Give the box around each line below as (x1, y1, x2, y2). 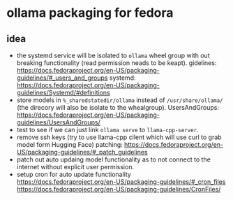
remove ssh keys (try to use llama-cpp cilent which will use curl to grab (16, 133, 222, 141)
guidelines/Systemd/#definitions (16, 89, 111, 97)
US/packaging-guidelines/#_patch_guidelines (16, 148, 148, 156)
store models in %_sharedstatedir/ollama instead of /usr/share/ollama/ (16, 96, 224, 104)
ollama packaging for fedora (6, 5, 174, 21)
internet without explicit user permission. (16, 163, 134, 171)
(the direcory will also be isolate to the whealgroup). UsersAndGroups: (16, 103, 219, 111)
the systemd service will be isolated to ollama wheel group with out (16, 51, 210, 59)
